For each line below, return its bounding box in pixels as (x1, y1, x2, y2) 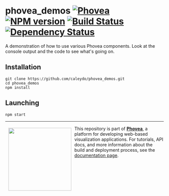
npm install (5, 85, 30, 90)
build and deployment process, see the (74, 147, 155, 153)
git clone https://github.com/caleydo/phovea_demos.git (5, 76, 125, 81)
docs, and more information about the (74, 141, 153, 148)
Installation (5, 63, 41, 71)
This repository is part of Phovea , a (74, 126, 148, 132)
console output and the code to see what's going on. (5, 48, 115, 54)
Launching (5, 99, 39, 108)
